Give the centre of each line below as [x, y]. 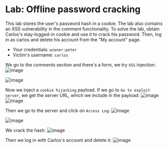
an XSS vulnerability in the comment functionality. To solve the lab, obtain [82, 28]
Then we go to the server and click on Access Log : [58, 110]
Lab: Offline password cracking [73, 9]
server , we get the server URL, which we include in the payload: [73, 95]
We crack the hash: [25, 130]
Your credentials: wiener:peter [45, 49]
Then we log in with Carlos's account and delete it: [59, 140]
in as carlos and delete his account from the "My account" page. [73, 40]
